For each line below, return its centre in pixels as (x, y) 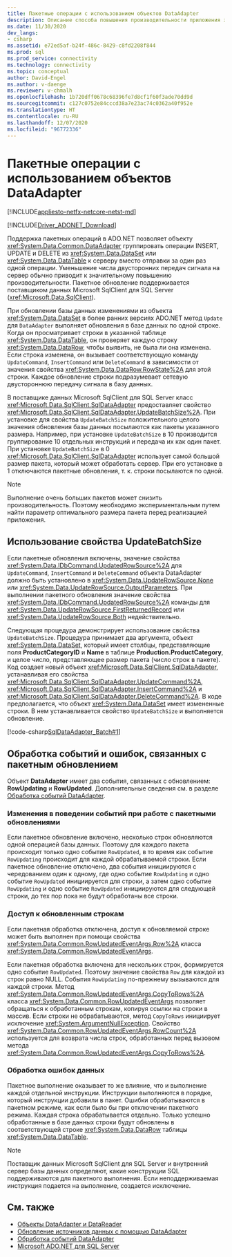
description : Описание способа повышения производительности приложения (114, 20)
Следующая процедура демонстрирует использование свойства (104, 630)
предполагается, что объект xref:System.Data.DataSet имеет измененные (116, 704)
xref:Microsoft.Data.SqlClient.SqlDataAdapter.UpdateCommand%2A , (105, 682)
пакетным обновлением (63, 764)
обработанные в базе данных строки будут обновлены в (91, 1122)
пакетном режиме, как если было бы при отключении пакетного (103, 1107)
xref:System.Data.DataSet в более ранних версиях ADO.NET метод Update (115, 318)
